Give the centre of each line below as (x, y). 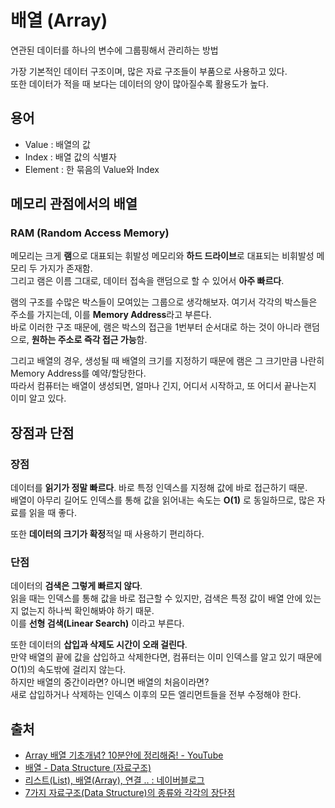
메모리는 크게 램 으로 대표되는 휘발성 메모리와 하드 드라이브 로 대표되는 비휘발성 (162, 256)
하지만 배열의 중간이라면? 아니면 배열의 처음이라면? (110, 682)
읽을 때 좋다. (53, 513)
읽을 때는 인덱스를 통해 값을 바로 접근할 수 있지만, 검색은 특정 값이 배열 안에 (156, 598)
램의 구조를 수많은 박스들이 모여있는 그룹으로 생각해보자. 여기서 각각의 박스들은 (164, 302)
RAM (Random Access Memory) (90, 233)
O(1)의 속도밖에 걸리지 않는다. (68, 670)
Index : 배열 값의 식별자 (70, 157)
